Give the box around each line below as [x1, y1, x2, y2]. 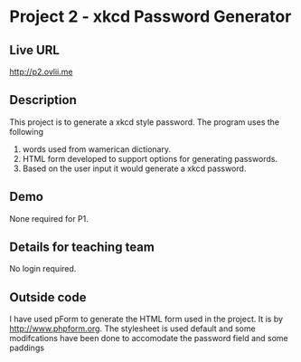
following [9, 126, 43, 137]
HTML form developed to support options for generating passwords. [22, 153, 278, 164]
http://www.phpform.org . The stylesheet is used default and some [9, 323, 256, 334]
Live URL [9, 43, 61, 58]
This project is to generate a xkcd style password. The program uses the [9, 116, 280, 128]
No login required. [9, 263, 77, 274]
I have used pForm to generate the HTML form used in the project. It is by [9, 314, 283, 325]
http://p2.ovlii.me [9, 66, 73, 77]
